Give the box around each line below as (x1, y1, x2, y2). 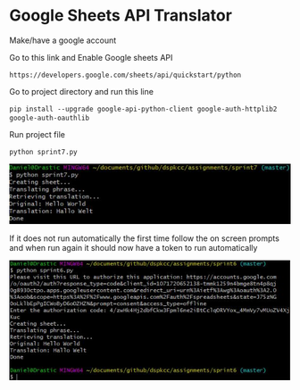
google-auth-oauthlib (9, 113, 90, 122)
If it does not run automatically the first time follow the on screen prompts (9, 233, 279, 244)
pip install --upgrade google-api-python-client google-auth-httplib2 (9, 104, 278, 113)
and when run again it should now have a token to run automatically (9, 243, 258, 253)
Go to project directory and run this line (9, 86, 154, 96)
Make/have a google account (9, 35, 117, 46)
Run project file (9, 129, 65, 139)
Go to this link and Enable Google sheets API (9, 52, 173, 62)
